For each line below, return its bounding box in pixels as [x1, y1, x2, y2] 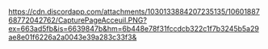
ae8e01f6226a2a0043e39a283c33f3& [8, 32, 137, 42]
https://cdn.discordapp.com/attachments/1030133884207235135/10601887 [8, 7, 260, 16]
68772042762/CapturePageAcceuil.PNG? [8, 15, 148, 25]
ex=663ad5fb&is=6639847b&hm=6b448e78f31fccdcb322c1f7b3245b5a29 [8, 24, 260, 33]
